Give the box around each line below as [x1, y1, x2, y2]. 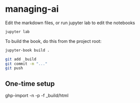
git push [5, 66, 23, 71]
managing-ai [5, 3, 59, 15]
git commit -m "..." [5, 61, 48, 66]
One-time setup [5, 79, 55, 88]
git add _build [5, 57, 37, 62]
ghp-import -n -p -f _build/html [5, 93, 69, 99]
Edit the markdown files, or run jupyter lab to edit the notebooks [5, 20, 135, 26]
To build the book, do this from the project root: [5, 38, 102, 44]
